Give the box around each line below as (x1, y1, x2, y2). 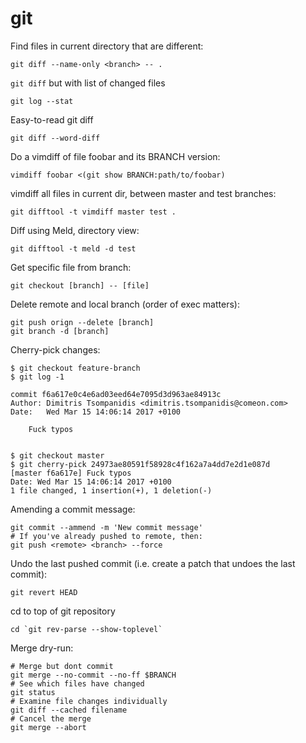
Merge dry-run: (10, 642, 74, 654)
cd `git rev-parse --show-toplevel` (10, 624, 163, 634)
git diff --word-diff (10, 133, 101, 143)
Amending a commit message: (10, 503, 136, 515)
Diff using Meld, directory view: (10, 224, 140, 236)
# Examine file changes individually (10, 696, 168, 706)
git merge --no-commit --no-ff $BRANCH (10, 670, 177, 680)
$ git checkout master (10, 450, 105, 461)
